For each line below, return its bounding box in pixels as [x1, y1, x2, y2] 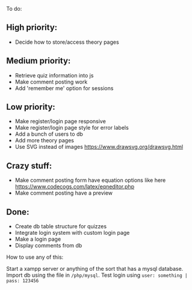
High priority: [6, 22, 58, 32]
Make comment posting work [14, 78, 88, 85]
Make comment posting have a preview [14, 189, 113, 197]
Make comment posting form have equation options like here [14, 177, 166, 184]
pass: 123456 [6, 278, 39, 284]
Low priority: [6, 102, 55, 112]
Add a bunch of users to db [14, 130, 83, 137]
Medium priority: [6, 56, 71, 66]
